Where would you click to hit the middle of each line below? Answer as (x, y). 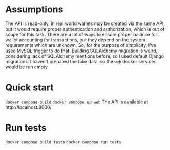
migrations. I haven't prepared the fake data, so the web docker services (81, 61)
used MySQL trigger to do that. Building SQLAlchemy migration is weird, (81, 51)
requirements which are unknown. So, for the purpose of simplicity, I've (81, 45)
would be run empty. (27, 67)
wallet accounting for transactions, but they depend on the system (76, 40)
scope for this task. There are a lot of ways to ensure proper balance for (81, 34)
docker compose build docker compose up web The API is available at (77, 102)
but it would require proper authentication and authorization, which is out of (85, 29)
